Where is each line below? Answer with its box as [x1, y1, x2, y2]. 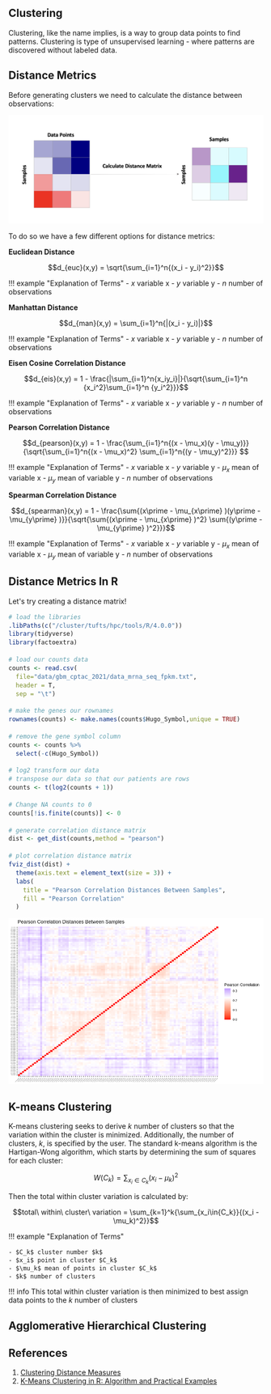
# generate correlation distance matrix [8, 826, 147, 834]
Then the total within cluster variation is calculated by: [8, 1192, 188, 1201]
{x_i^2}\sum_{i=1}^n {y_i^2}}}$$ [83, 382, 188, 392]
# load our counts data [8, 655, 89, 664]
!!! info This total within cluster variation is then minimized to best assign [8, 1286, 248, 1297]
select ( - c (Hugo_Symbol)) [15, 749, 100, 757]
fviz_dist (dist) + [8, 861, 70, 869]
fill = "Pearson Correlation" [23, 894, 125, 903]
